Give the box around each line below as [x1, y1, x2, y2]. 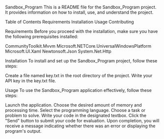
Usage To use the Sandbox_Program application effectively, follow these [5, 87, 152, 93]
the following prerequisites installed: [5, 34, 79, 39]
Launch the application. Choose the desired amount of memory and [5, 102, 142, 108]
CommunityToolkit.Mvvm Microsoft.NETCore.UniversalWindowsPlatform [5, 43, 151, 49]
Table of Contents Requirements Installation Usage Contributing [5, 19, 134, 25]
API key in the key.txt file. [5, 78, 56, 83]
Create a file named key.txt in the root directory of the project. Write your [5, 73, 153, 78]
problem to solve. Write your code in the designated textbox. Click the [5, 112, 146, 118]
